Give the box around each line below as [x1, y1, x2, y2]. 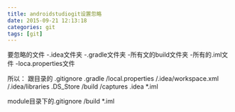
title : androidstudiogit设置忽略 [7, 10, 102, 18]
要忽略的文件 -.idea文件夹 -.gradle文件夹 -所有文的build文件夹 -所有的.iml [7, 50, 222, 59]
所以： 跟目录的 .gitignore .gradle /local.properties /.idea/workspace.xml [7, 74, 219, 83]
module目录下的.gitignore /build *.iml [7, 97, 115, 106]
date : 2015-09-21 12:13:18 [7, 17, 87, 24]
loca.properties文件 [18, 60, 75, 68]
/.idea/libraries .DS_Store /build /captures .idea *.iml [7, 82, 158, 91]
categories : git [7, 23, 55, 30]
